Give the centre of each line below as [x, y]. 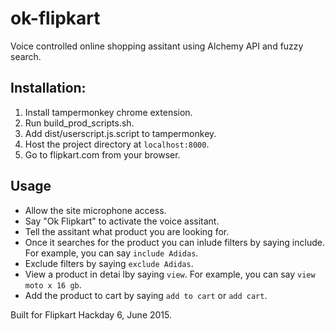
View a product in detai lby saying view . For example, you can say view [170, 274]
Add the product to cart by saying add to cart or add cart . [146, 295]
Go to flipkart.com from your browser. [102, 154]
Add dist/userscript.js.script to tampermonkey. [120, 133]
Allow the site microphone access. [95, 210]
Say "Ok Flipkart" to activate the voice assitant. [122, 221]
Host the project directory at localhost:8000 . [117, 144]
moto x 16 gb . [53, 284]
